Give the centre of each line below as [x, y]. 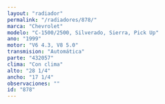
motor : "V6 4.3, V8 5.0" [43, 45]
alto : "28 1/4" [29, 70]
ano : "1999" [24, 39]
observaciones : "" [33, 83]
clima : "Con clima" [35, 64]
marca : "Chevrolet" [35, 26]
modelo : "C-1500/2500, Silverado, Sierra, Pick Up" [83, 32]
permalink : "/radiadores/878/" [52, 20]
